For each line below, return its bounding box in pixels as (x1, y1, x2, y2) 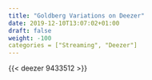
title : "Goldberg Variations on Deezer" (8, 11, 146, 20)
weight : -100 (8, 34, 52, 42)
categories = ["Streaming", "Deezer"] (8, 42, 138, 50)
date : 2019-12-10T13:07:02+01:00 (8, 19, 120, 27)
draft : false (8, 26, 52, 34)
